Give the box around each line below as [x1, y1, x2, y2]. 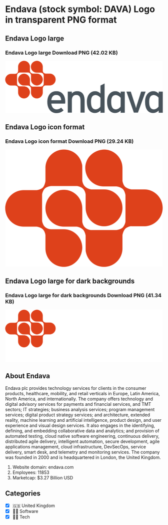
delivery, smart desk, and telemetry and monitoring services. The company [5, 449, 160, 455]
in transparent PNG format [5, 14, 117, 26]
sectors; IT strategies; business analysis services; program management [5, 406, 155, 412]
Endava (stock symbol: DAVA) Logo [5, 4, 155, 15]
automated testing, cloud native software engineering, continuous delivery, [5, 433, 159, 439]
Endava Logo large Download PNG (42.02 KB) [5, 49, 118, 56]
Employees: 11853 [12, 469, 49, 475]
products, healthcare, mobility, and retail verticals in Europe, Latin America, [5, 390, 160, 396]
